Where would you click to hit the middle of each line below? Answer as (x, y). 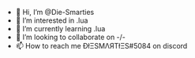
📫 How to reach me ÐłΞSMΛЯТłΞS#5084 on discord (101, 46)
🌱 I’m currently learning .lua (60, 29)
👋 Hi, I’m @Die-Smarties (55, 12)
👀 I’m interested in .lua (52, 20)
